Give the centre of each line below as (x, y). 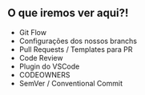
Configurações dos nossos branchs (78, 41)
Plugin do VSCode (49, 66)
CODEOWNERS (44, 74)
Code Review (41, 57)
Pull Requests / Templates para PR (76, 49)
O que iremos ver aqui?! (68, 13)
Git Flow (33, 32)
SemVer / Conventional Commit (71, 83)
